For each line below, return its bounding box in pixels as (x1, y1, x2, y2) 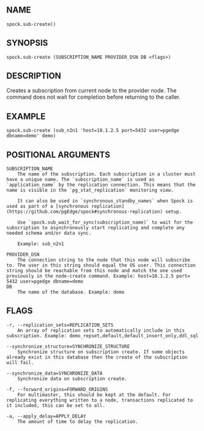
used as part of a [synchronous (6, 204, 89, 210)
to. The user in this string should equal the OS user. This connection (6, 262, 196, 269)
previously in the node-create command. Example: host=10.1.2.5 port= (6, 273, 191, 280)
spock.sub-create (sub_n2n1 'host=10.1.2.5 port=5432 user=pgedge (6, 128, 179, 134)
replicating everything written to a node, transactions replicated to (6, 397, 193, 403)
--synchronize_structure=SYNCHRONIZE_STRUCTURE (6, 343, 130, 349)
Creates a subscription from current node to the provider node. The (6, 87, 177, 94)
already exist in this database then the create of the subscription (6, 354, 188, 360)
